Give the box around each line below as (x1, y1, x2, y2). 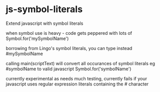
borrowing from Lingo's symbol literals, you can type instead (6, 45, 133, 51)
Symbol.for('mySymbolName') (6, 35, 69, 41)
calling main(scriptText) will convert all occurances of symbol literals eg (6, 60, 155, 66)
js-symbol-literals (6, 4, 83, 15)
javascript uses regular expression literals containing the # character (6, 81, 149, 87)
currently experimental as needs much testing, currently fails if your (6, 75, 147, 81)
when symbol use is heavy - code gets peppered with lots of (6, 30, 132, 36)
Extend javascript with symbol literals (6, 20, 84, 26)
